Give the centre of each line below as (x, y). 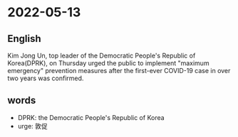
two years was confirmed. (46, 78)
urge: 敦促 (32, 126)
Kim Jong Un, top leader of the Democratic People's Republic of (102, 55)
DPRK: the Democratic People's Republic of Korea (91, 117)
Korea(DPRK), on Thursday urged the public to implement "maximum (108, 63)
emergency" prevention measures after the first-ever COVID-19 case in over (119, 71)
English (24, 39)
